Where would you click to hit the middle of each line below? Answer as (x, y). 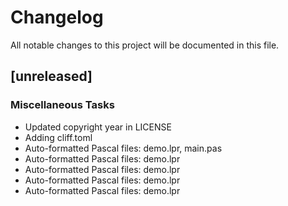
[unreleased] (51, 76)
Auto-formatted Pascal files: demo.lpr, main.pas (123, 148)
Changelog (57, 17)
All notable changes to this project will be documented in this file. (145, 45)
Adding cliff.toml (58, 137)
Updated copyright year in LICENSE (98, 127)
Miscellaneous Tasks (62, 105)
